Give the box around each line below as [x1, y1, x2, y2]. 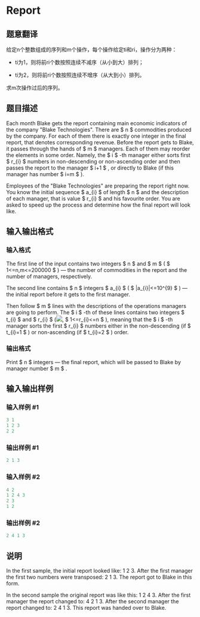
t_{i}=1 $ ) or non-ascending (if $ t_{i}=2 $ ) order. [6, 328, 129, 335]
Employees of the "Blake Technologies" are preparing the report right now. [6, 182, 190, 189]
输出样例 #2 [6, 519, 41, 527]
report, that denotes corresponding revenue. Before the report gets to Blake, [6, 138, 194, 146]
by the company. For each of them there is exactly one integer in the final [6, 132, 186, 140]
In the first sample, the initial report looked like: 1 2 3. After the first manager [6, 567, 193, 574]
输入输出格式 [6, 226, 54, 237]
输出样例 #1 [6, 444, 39, 452]
